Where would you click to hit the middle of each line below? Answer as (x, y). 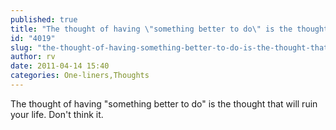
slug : (21, 47)
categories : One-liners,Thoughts (80, 76)
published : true (44, 19)
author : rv (33, 57)
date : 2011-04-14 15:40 (60, 66)
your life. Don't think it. (57, 114)
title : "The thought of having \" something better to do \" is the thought (169, 29)
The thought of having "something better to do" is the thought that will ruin (164, 103)
